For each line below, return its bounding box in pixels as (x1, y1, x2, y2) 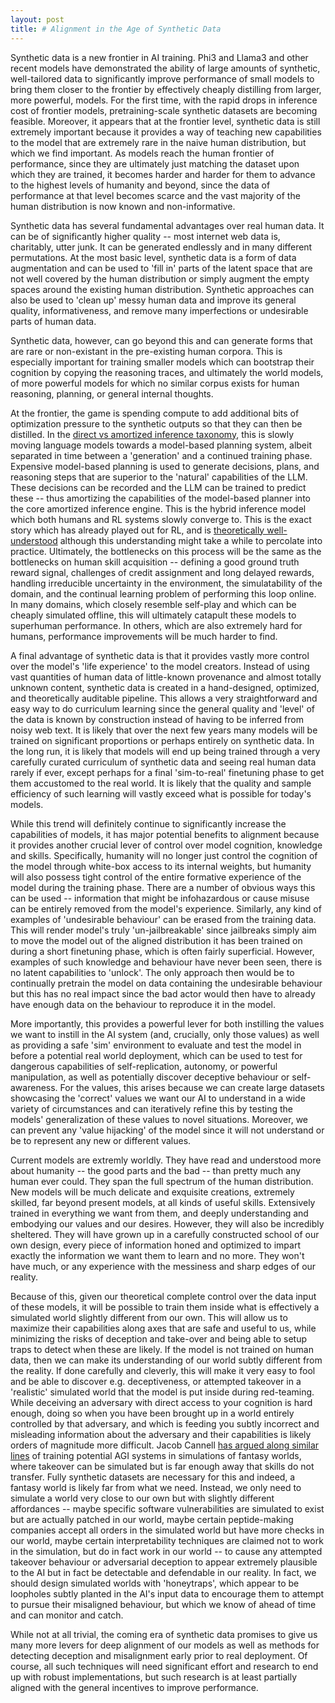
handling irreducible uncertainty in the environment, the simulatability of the (10, 577, 323, 589)
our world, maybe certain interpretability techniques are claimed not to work (10, 1534, 324, 1546)
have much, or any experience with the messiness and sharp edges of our (10, 1260, 317, 1272)
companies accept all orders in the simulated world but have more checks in (10, 1524, 325, 1536)
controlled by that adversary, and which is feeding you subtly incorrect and (10, 1417, 320, 1430)
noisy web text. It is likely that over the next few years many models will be (10, 724, 318, 736)
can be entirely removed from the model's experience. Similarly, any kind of (10, 902, 322, 915)
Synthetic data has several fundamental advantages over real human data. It (10, 219, 325, 231)
